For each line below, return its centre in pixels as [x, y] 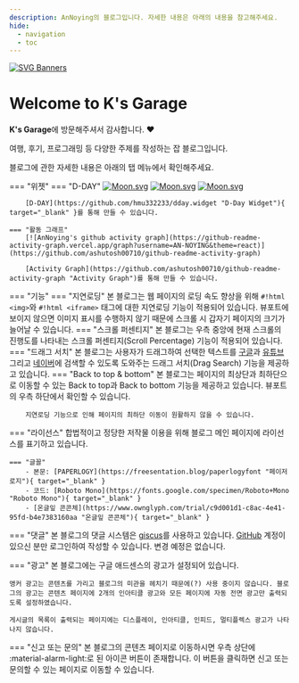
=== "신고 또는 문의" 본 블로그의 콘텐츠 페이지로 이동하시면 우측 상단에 [133, 647]
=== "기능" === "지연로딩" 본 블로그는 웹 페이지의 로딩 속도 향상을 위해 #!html [147, 296]
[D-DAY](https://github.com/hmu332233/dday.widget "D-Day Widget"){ [155, 203]
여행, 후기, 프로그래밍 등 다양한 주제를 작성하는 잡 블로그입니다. [119, 149]
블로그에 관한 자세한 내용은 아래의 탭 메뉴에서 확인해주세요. [112, 168]
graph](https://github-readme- [203, 238]
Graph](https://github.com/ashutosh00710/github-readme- [173, 269]
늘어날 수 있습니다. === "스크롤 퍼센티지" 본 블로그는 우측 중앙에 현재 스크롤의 [145, 330]
